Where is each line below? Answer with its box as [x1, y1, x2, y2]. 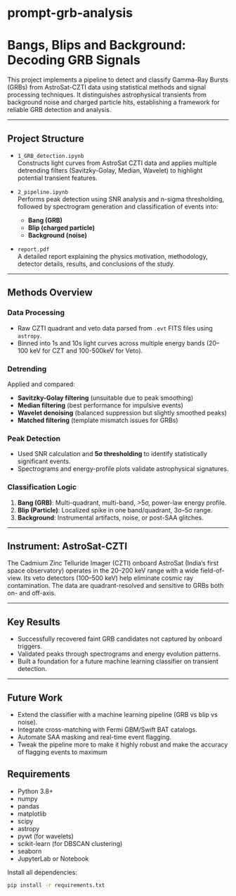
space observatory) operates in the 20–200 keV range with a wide [7, 566, 199, 575]
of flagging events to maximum [17, 747, 107, 756]
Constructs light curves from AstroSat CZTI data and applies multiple [17, 159, 218, 167]
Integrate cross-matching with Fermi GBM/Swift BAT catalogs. [17, 725, 198, 734]
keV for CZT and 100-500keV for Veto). [29, 346, 143, 355]
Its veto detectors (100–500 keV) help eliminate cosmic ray [23, 574, 194, 582]
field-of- [199, 566, 225, 575]
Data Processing [7, 308, 65, 318]
